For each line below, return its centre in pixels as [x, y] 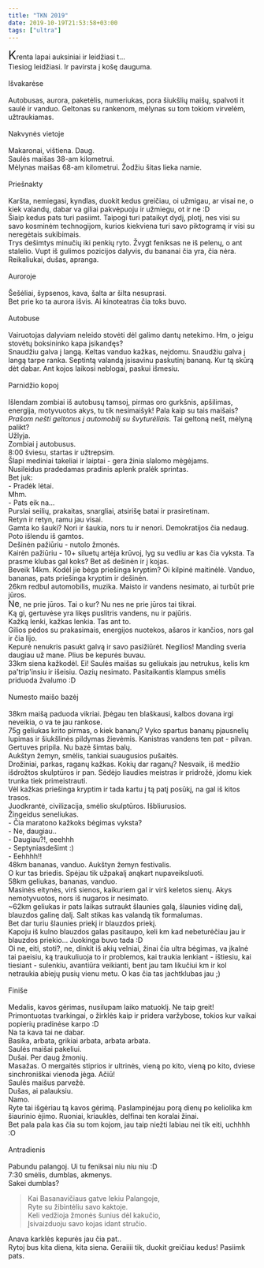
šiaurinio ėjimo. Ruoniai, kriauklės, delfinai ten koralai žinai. [104, 1117]
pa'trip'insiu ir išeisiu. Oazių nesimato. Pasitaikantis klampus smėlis [117, 672]
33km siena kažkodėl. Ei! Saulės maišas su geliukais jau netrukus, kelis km [129, 664]
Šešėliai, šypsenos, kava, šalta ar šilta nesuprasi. [87, 294]
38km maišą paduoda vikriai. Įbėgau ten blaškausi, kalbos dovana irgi [121, 714]
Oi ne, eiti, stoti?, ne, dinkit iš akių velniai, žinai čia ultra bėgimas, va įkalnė [128, 948]
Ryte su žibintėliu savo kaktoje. [78, 1207]
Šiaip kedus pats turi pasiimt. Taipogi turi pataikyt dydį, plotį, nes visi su [124, 218]
